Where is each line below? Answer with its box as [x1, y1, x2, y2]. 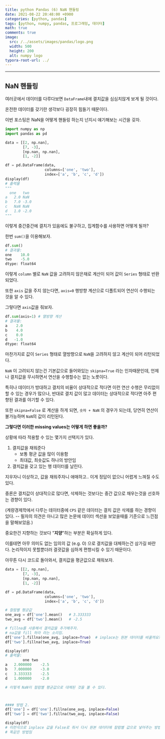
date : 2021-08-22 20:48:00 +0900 [5, 12, 74, 17]
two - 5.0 [5, 257, 29, 262]
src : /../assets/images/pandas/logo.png [9, 39, 93, 44]
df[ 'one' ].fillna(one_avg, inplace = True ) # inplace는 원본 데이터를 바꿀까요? [5, 635, 161, 640]
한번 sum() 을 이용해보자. [5, 233, 52, 239]
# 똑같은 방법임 [5, 730, 32, 735]
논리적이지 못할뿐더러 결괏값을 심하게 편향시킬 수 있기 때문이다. [11, 547, 133, 553]
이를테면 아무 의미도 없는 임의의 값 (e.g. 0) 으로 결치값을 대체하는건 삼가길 [5, 541, 147, 547]
